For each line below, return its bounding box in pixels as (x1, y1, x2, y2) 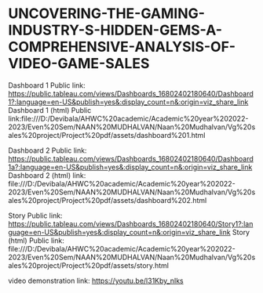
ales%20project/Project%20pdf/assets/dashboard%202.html (8, 195, 207, 204)
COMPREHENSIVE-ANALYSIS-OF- (8, 38, 236, 56)
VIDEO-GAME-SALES (8, 55, 150, 73)
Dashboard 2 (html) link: (8, 170, 86, 180)
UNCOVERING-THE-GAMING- (8, 5, 206, 23)
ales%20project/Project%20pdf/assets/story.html (8, 260, 169, 270)
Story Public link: (8, 211, 63, 220)
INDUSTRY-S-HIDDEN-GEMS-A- (8, 21, 222, 39)
